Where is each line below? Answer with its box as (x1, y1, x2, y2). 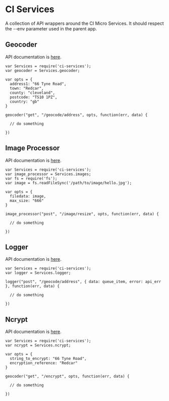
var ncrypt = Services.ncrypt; (5, 343, 71, 348)
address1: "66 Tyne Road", (10, 81, 67, 87)
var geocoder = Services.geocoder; (5, 68, 80, 73)
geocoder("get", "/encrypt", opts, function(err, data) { (5, 374, 130, 379)
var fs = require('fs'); (5, 176, 58, 181)
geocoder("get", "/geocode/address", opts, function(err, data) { (5, 112, 148, 117)
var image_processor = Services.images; (5, 171, 92, 177)
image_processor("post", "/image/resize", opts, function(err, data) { (5, 211, 159, 216)
